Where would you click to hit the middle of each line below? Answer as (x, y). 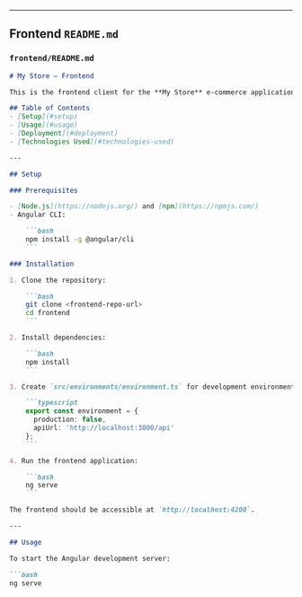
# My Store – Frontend (52, 76)
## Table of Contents (50, 109)
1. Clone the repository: (58, 280)
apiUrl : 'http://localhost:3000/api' (104, 428)
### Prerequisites (44, 190)
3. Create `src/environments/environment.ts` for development (128, 387)
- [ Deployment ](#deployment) (64, 134)
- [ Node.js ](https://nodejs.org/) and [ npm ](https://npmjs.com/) (134, 206)
